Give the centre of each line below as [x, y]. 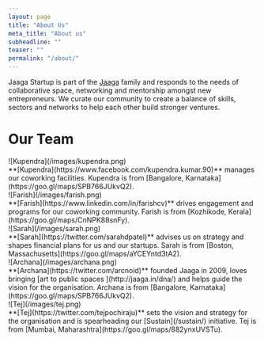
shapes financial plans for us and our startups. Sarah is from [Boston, [121, 245]
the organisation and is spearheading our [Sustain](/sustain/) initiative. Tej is [132, 321]
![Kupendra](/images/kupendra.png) [67, 161]
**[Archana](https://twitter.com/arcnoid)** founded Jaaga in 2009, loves [128, 270]
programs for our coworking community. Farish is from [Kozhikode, [117, 211]
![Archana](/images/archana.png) [62, 262]
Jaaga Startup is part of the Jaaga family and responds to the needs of [124, 82]
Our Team [41, 139]
